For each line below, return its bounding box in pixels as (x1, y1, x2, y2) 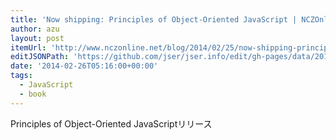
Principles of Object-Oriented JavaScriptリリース (10, 117, 213, 130)
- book (19, 89, 47, 99)
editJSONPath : (10, 52, 70, 62)
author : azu (10, 24, 60, 34)
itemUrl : (10, 42, 47, 53)
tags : (10, 71, 33, 81)
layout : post (10, 33, 65, 43)
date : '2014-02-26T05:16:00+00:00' (10, 61, 159, 71)
